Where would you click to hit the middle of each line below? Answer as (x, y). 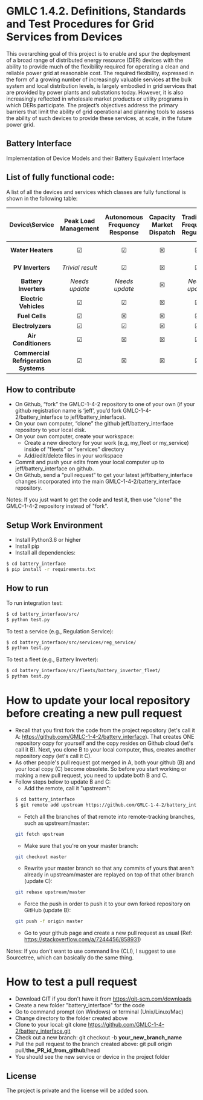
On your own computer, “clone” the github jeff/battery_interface (94, 424)
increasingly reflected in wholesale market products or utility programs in (97, 99)
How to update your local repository (98, 701)
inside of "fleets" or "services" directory (74, 449)
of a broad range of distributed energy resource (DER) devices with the (95, 60)
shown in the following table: (42, 198)
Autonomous (124, 217)
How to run (27, 588)
